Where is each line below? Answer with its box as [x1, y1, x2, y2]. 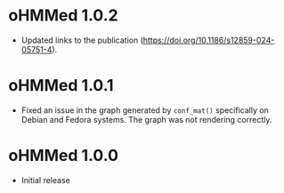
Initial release [20, 174, 70, 185]
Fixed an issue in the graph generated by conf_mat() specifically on [20, 104, 269, 116]
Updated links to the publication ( [20, 35, 144, 45]
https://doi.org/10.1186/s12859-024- [142, 35, 275, 45]
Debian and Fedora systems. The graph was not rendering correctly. [20, 114, 272, 125]
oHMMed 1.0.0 [8, 146, 119, 165]
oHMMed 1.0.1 [8, 76, 114, 96]
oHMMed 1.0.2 [8, 5, 118, 26]
